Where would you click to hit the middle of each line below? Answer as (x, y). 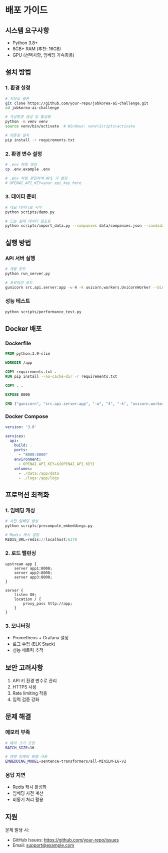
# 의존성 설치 (17, 135)
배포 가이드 (26, 10)
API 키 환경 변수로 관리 (34, 680)
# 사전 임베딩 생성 (22, 521)
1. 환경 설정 (18, 88)
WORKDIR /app (19, 363)
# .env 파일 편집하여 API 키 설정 (36, 178)
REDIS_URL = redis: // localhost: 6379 (41, 539)
